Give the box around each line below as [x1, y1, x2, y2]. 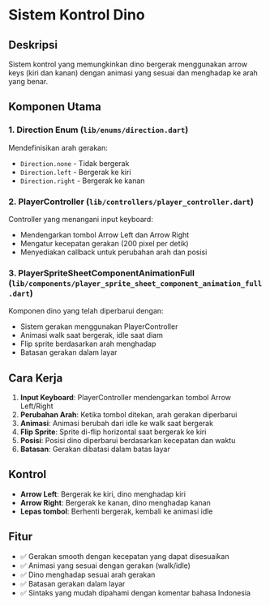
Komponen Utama [8, 100, 101, 114]
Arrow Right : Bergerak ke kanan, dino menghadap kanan [19, 497, 211, 507]
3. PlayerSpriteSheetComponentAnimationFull [8, 267, 195, 279]
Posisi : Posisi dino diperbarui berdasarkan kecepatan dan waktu [19, 436, 236, 446]
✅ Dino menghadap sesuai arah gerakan [19, 570, 156, 579]
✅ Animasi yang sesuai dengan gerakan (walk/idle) [19, 561, 191, 570]
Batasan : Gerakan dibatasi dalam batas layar [19, 444, 170, 454]
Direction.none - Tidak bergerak [19, 158, 130, 168]
